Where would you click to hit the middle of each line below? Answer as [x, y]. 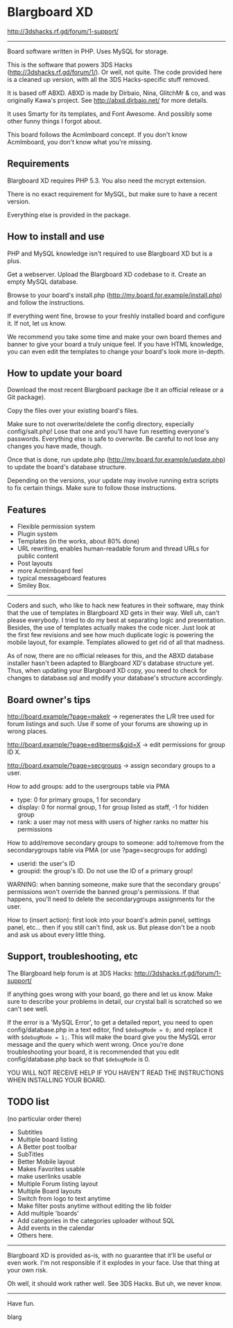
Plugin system [37, 534]
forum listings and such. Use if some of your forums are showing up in [107, 724]
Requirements [38, 164]
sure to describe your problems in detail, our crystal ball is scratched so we [115, 1001]
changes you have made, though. [55, 446]
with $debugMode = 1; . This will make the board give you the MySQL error [112, 1037]
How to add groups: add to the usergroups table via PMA [88, 786]
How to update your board [65, 373]
